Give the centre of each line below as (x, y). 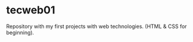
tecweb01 (31, 10)
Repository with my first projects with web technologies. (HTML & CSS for (96, 26)
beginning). (20, 32)
